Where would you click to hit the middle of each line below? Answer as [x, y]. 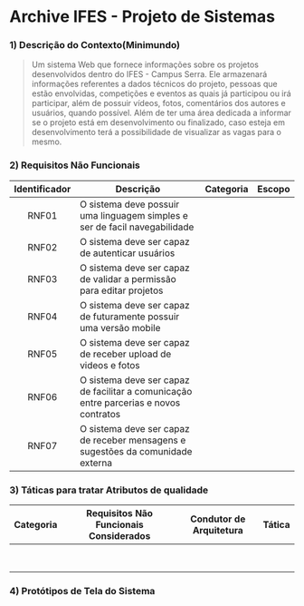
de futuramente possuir [130, 317]
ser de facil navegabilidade [137, 227]
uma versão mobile [120, 327]
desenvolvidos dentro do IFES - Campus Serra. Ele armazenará [149, 74]
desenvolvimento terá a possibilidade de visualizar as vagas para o [157, 132]
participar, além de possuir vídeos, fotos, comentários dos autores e [159, 103]
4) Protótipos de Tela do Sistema [82, 591]
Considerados [120, 536]
